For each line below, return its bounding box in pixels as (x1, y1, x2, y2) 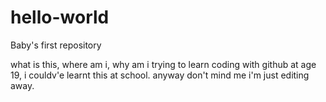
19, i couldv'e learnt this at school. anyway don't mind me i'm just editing (10, 69, 310, 81)
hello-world (10, 6, 110, 29)
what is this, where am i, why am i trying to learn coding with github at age (10, 58, 317, 70)
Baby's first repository (10, 39, 102, 51)
